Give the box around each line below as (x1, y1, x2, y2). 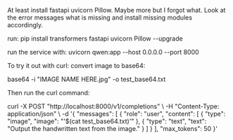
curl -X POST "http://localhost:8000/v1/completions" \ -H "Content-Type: (7, 102, 220, 111)
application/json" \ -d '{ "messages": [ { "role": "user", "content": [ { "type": (7, 110, 226, 118)
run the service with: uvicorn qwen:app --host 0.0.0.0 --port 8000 (7, 48, 199, 56)
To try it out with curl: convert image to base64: (7, 62, 146, 69)
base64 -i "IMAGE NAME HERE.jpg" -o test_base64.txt (7, 75, 166, 83)
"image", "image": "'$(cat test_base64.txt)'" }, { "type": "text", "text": (7, 117, 207, 125)
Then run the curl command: (7, 89, 90, 97)
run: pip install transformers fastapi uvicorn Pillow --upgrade (7, 34, 183, 43)
